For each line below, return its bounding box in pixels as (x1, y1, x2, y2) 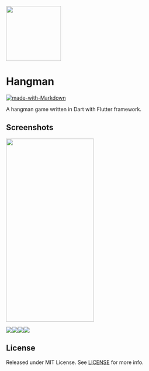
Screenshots (6, 122, 54, 132)
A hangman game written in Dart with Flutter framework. (6, 105, 142, 113)
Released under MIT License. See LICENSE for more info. (6, 359, 144, 366)
